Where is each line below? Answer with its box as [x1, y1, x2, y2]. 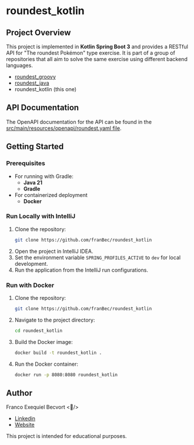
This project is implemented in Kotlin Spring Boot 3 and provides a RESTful [6, 43, 188, 50]
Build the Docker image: [14, 338, 73, 345]
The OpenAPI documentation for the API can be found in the [6, 118, 152, 125]
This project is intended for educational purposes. [6, 433, 128, 440]
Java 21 [23, 179, 43, 186]
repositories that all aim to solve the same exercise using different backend [6, 56, 188, 62]
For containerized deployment [14, 191, 88, 198]
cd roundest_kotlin [14, 327, 63, 333]
